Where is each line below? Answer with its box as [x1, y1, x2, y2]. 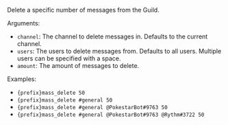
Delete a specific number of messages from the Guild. [7, 6, 160, 14]
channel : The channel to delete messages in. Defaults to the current [16, 32, 208, 41]
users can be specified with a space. [16, 54, 121, 62]
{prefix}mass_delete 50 [16, 89, 86, 96]
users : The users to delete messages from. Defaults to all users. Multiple [16, 47, 222, 55]
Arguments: [7, 19, 40, 27]
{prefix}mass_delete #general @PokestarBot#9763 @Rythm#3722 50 [16, 111, 205, 118]
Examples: [7, 75, 36, 83]
